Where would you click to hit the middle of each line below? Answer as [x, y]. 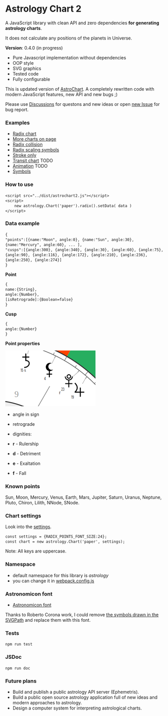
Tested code [25, 73]
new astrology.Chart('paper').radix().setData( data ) [73, 206]
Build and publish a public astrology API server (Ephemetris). [76, 692]
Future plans [21, 681]
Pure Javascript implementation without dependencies [69, 57]
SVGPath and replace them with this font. [48, 620]
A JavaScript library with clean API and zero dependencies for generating [82, 23]
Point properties [23, 343]
